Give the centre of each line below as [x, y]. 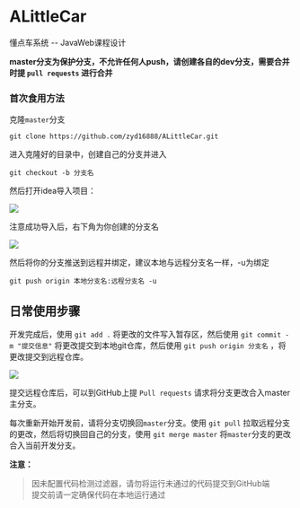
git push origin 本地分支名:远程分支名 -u [83, 281]
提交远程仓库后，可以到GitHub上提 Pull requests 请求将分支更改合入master [150, 393]
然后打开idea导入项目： [53, 191]
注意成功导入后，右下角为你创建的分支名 [84, 227]
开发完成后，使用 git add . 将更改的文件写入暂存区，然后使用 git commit [145, 335]
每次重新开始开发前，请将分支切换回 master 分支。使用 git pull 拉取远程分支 [150, 423]
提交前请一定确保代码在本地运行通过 [98, 495]
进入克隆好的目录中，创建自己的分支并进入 [88, 154]
